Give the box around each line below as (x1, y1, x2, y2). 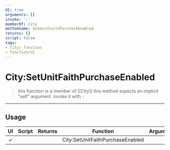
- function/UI (5, 49, 35, 55)
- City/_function (5, 45, 42, 50)
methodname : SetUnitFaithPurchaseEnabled (5, 26, 94, 31)
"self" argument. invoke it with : (17, 93, 84, 99)
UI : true (5, 7, 24, 13)
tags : (5, 40, 17, 45)
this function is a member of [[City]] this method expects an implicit (17, 88, 158, 94)
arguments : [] (5, 12, 35, 17)
